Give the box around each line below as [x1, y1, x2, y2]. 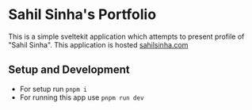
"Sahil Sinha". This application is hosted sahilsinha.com [8, 40, 189, 49]
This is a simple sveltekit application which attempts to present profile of [8, 32, 245, 41]
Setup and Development [8, 63, 130, 77]
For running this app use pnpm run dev [19, 93, 144, 102]
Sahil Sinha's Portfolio [8, 6, 157, 24]
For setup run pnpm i [19, 84, 87, 93]
